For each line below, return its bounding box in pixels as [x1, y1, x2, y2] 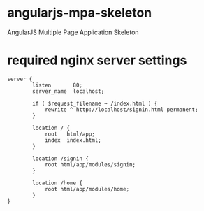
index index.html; [44, 136, 101, 144]
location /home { [32, 180, 82, 187]
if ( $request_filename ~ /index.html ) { [32, 100, 158, 107]
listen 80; [32, 82, 82, 89]
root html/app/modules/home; [44, 185, 130, 193]
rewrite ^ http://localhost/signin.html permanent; [44, 106, 198, 113]
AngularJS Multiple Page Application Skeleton [7, 28, 139, 36]
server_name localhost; [32, 87, 105, 95]
